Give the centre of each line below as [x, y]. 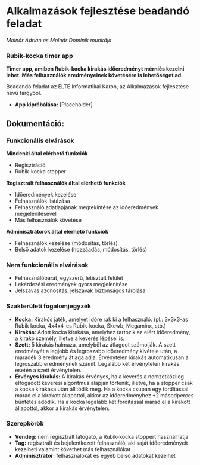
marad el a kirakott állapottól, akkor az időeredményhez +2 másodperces [104, 395]
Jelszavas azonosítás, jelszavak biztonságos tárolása [80, 290]
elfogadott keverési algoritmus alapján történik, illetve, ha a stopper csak [104, 383]
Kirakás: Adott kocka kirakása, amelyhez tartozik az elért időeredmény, [102, 332]
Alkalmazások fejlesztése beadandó [98, 11]
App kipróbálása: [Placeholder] [54, 105]
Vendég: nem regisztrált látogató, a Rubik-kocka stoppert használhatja [101, 436]
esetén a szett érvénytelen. [48, 370]
